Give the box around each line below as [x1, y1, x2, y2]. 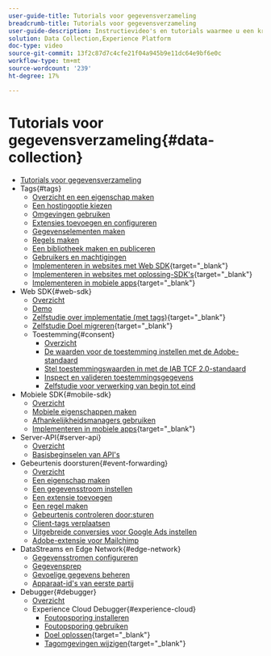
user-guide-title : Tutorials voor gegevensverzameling [8, 11, 197, 20]
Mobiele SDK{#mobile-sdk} [19, 389, 112, 399]
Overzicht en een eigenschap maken [31, 191, 155, 202]
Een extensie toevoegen [31, 492, 113, 502]
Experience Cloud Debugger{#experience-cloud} [31, 603, 196, 614]
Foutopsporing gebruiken [44, 621, 129, 631]
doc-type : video [8, 42, 63, 50]
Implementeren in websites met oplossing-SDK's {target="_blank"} [31, 269, 252, 279]
